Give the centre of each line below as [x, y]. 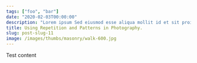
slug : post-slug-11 [30, 33]
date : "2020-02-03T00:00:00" [42, 17]
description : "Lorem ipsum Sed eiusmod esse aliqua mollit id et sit [93, 22]
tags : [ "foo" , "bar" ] [33, 11]
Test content [21, 55]
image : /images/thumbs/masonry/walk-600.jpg [61, 38]
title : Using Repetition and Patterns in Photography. [74, 28]
